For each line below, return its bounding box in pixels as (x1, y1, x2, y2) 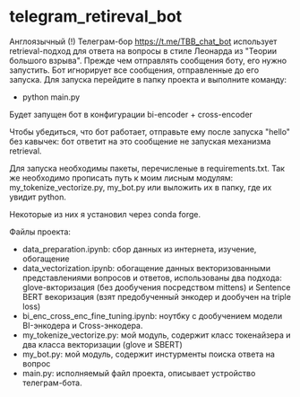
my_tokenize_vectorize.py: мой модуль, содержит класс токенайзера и (21, 330, 291, 340)
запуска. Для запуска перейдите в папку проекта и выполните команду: (9, 74, 287, 84)
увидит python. (9, 191, 67, 202)
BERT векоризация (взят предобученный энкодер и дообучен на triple (21, 291, 291, 302)
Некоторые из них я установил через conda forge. (9, 208, 201, 219)
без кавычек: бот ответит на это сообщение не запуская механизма (9, 136, 271, 146)
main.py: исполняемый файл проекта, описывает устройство (21, 367, 256, 378)
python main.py (21, 92, 81, 102)
